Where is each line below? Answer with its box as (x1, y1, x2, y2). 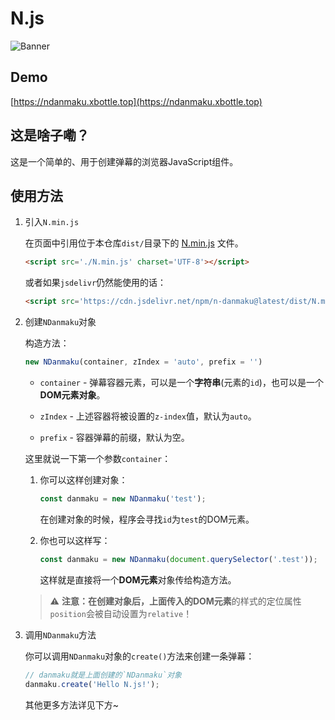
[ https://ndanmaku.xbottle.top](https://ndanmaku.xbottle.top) (10, 95, 263, 107)
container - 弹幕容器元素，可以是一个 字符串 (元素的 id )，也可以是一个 (39, 377, 324, 388)
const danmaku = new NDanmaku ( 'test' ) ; (39, 494, 207, 504)
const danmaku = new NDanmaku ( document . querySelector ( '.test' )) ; (39, 554, 318, 564)
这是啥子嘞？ (10, 127, 90, 144)
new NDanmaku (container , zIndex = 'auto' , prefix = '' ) (24, 357, 263, 367)
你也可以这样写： (39, 534, 111, 546)
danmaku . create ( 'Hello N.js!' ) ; (24, 679, 160, 689)
